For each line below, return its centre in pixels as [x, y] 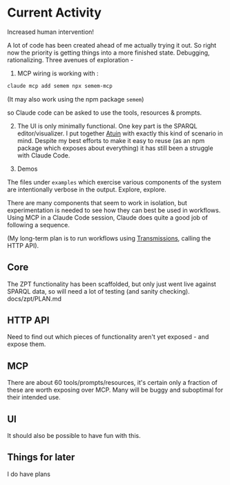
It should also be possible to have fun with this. [74, 436]
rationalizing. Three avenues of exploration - [70, 59]
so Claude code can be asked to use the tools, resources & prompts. [105, 113]
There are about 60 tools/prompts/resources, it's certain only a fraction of [112, 383]
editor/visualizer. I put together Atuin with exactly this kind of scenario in [120, 133]
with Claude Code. [44, 155]
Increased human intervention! [51, 32]
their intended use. [34, 397]
